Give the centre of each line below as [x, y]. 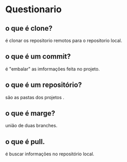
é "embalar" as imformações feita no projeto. [53, 69]
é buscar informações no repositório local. [50, 154]
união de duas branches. [31, 126]
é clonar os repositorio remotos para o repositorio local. [64, 40]
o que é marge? [30, 113]
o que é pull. [25, 142]
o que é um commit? [38, 56]
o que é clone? [29, 28]
